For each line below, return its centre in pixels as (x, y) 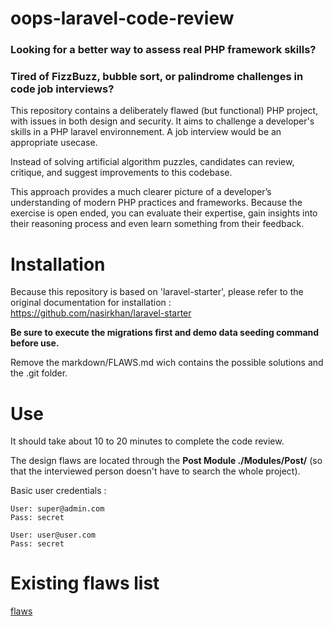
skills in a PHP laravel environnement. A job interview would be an (146, 132)
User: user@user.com (53, 535)
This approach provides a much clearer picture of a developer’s (141, 192)
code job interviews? (62, 89)
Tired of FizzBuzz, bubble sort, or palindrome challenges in (157, 77)
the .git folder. (39, 373)
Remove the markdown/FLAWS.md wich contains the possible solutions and (167, 363)
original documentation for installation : (91, 303)
